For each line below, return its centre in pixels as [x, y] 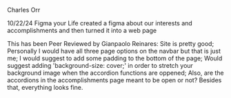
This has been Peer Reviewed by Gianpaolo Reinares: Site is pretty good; [111, 44]
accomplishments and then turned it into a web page [82, 30]
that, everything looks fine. [45, 87]
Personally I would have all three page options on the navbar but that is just [114, 51]
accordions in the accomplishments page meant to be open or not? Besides [114, 80]
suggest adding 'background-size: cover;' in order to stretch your [100, 65]
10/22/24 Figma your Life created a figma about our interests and [100, 23]
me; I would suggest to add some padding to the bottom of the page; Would [115, 58]
